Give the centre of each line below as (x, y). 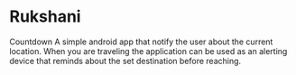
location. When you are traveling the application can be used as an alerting (148, 51)
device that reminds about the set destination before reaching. (125, 61)
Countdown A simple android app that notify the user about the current (141, 42)
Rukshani (45, 17)
